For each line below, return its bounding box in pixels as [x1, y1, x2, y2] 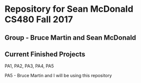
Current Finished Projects [4, 50, 86, 58]
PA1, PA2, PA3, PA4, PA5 [4, 63, 54, 69]
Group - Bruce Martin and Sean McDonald [4, 33, 137, 42]
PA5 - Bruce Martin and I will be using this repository [4, 73, 112, 79]
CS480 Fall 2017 [4, 14, 73, 25]
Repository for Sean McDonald [4, 3, 134, 15]
